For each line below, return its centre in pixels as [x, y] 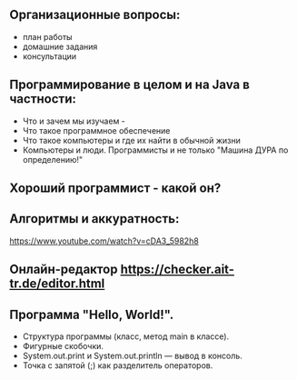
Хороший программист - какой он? [115, 189]
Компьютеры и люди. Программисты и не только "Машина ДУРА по [155, 150]
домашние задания [60, 46]
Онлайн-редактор [64, 270]
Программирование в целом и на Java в [129, 85]
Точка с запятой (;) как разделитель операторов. [118, 365]
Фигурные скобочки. [63, 346]
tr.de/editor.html [57, 284]
